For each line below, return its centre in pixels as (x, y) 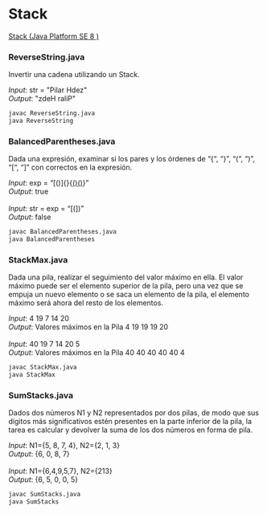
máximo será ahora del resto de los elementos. (86, 303)
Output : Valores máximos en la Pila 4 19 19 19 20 (88, 327)
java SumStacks (34, 502)
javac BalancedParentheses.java (62, 232)
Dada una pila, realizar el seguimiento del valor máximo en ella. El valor (126, 277)
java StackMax (32, 375)
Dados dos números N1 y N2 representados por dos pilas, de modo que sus (134, 413)
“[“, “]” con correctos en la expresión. (70, 167)
